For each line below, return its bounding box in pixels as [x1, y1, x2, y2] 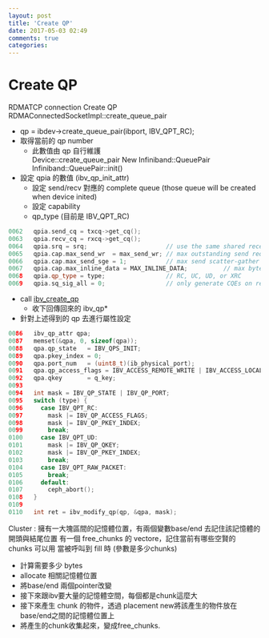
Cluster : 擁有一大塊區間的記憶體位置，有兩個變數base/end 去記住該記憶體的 [8, 524, 261, 533]
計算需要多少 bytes [19, 560, 83, 570]
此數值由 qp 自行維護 [31, 146, 102, 156]
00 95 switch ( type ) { [8, 396, 88, 404]
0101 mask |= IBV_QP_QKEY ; [8, 441, 120, 449]
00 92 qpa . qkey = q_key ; [8, 374, 116, 383]
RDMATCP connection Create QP [8, 102, 118, 112]
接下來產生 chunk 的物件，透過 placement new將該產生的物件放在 [19, 600, 238, 610]
